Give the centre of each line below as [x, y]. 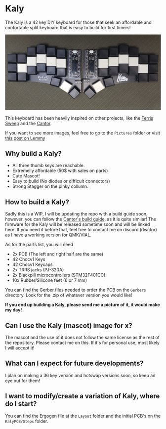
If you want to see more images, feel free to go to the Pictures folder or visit [83, 133]
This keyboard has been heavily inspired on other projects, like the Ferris [79, 118]
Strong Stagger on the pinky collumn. [50, 186]
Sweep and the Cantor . [28, 123]
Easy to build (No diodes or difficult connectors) [61, 181]
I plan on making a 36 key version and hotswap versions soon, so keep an [80, 375]
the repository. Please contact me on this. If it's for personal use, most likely [82, 343]
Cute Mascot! [26, 176]
